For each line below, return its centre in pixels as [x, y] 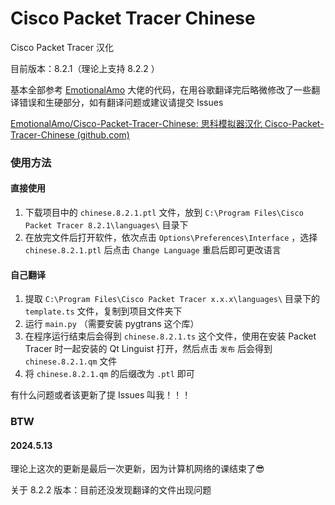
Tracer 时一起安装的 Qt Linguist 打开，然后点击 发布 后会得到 [148, 349]
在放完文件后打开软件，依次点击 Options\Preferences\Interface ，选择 [171, 238]
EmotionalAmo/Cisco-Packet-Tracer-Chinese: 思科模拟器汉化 [136, 123]
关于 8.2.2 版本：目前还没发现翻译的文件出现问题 [111, 490]
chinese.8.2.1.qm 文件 [71, 361]
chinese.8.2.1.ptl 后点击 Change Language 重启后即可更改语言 [153, 250]
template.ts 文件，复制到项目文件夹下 [103, 311]
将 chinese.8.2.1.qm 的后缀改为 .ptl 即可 [109, 374]
